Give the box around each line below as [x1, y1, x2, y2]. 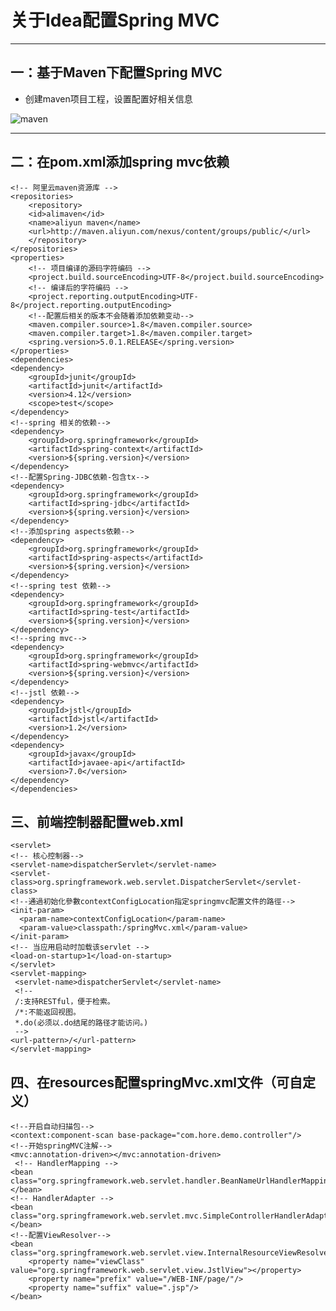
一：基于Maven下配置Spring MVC [10, 64, 223, 81]
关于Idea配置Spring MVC [10, 9, 220, 32]
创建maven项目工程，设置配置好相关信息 [24, 92, 193, 105]
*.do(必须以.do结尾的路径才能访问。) [14, 1018, 149, 1028]
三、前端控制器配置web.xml [10, 813, 184, 830]
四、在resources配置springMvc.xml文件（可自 [10, 1074, 303, 1091]
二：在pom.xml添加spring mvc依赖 [10, 154, 230, 171]
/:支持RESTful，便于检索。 [14, 997, 115, 1007]
